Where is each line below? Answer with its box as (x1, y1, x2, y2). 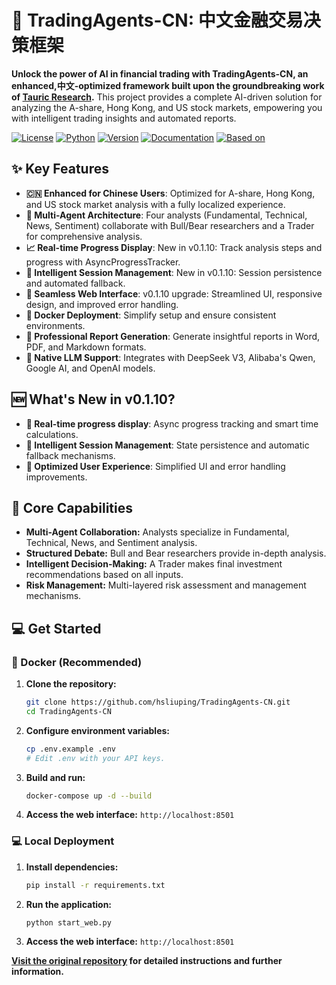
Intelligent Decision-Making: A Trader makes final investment (25, 558, 283, 570)
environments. (25, 319, 86, 331)
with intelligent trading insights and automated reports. (11, 112, 237, 124)
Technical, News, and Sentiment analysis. (25, 537, 198, 549)
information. (11, 966, 64, 978)
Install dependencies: (25, 861, 119, 873)
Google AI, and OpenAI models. (25, 362, 156, 374)
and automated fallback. (25, 277, 126, 289)
